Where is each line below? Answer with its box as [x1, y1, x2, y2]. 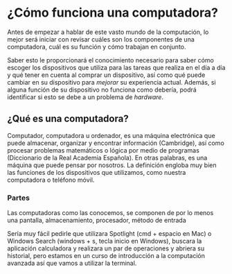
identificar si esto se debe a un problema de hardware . [7, 92, 164, 101]
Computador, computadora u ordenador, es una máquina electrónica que [7, 131, 216, 139]
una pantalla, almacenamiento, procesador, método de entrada [7, 216, 187, 225]
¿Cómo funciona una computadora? [7, 5, 218, 21]
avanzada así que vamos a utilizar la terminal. [7, 259, 137, 268]
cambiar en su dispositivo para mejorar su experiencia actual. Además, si [7, 78, 216, 86]
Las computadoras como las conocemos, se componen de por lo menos [7, 209, 214, 217]
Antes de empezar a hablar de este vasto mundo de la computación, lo [7, 28, 209, 36]
